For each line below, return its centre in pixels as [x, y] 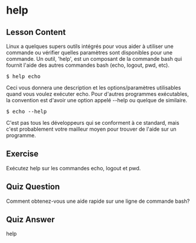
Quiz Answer [30, 220]
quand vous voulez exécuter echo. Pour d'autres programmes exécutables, [97, 94]
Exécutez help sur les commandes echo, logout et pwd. [73, 168]
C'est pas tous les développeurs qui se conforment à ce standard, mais [93, 123]
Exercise [22, 154]
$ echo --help [27, 111]
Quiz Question [33, 187]
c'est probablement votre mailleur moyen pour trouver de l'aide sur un [92, 129]
